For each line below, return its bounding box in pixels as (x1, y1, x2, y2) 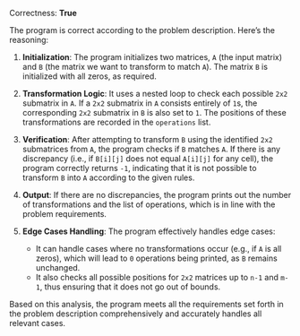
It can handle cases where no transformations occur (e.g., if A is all (35, 244, 282, 254)
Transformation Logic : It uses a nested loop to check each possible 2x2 (21, 89, 288, 99)
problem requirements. (21, 209, 107, 219)
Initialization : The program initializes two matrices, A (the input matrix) (21, 52, 283, 62)
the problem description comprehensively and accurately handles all (9, 308, 262, 319)
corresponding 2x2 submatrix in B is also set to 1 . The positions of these (21, 108, 287, 117)
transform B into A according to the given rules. (21, 172, 195, 183)
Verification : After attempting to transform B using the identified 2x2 (21, 134, 273, 144)
